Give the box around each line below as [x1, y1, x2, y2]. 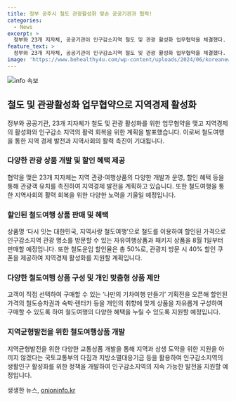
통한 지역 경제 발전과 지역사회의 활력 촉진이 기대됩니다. [14, 136, 165, 145]
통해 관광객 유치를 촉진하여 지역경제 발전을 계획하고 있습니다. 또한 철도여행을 [7, 182, 218, 190]
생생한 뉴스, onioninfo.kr [7, 386, 76, 394]
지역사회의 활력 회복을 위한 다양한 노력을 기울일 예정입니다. [14, 191, 176, 199]
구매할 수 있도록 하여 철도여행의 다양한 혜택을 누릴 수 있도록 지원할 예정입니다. [7, 307, 221, 317]
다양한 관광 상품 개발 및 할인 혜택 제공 [7, 155, 125, 165]
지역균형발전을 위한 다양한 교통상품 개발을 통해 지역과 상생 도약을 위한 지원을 [7, 344, 218, 352]
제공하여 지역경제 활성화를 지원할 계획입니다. [20, 254, 143, 262]
